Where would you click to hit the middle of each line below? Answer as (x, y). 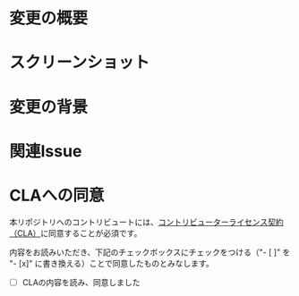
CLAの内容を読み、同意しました (81, 282)
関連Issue (46, 151)
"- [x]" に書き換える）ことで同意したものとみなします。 (111, 263)
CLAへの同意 (57, 195)
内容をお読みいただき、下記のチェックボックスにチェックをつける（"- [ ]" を (150, 252)
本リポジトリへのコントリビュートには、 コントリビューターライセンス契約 (146, 222)
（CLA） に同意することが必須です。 (76, 233)
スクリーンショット (80, 63)
